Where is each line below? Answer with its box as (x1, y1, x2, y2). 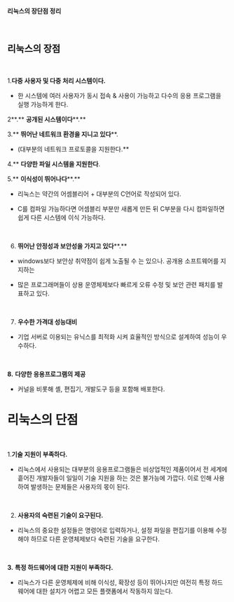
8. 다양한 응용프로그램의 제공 (7, 370, 86, 378)
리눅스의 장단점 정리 (7, 7, 62, 15)
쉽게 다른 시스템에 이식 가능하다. (17, 213, 106, 222)
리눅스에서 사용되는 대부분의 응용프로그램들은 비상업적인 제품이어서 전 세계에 (17, 464, 228, 473)
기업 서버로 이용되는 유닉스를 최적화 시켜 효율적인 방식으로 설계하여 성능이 (17, 333, 220, 341)
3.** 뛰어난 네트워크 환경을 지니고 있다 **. (7, 130, 118, 138)
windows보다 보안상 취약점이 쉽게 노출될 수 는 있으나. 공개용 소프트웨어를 (17, 256, 219, 265)
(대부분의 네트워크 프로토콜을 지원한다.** (17, 145, 130, 153)
